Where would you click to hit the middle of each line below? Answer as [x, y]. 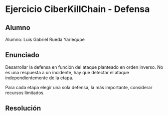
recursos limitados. [25, 93]
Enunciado [22, 55]
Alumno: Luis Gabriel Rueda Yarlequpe [45, 39]
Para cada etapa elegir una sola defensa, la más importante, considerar [79, 87]
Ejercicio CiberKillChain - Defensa [77, 9]
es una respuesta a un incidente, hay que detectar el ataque [67, 72]
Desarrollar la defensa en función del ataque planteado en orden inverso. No [84, 67]
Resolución [23, 108]
